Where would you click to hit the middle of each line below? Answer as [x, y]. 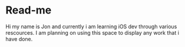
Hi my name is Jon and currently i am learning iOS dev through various [91, 26]
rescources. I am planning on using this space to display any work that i [92, 32]
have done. [19, 39]
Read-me [29, 10]
